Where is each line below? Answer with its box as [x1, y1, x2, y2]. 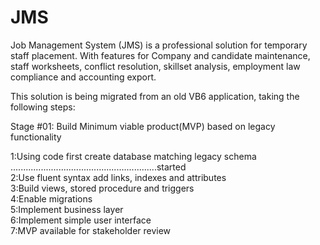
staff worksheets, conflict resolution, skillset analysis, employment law [10, 60, 301, 72]
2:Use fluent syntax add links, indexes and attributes [10, 171, 227, 183]
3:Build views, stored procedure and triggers [10, 182, 195, 194]
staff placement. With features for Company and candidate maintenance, [10, 49, 311, 61]
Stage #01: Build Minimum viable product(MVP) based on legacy [10, 120, 276, 132]
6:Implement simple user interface [10, 214, 152, 226]
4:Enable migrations [10, 192, 93, 205]
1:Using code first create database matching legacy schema [10, 150, 257, 162]
